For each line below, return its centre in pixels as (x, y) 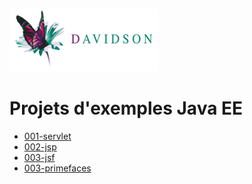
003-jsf (39, 157)
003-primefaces (57, 168)
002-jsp (40, 146)
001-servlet (47, 136)
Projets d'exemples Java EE (126, 108)
